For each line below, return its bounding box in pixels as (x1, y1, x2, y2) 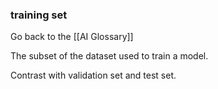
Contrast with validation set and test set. (10, 69, 177, 82)
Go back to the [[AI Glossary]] (10, 31, 134, 43)
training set (10, 8, 68, 22)
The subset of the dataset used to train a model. (10, 50, 209, 62)
